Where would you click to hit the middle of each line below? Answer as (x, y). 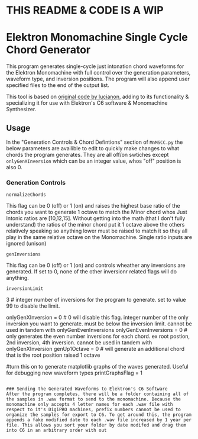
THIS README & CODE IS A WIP (85, 10)
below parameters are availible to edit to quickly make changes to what (92, 148)
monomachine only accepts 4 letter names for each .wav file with (90, 405)
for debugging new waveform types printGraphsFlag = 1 (74, 373)
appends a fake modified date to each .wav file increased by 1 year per (99, 420)
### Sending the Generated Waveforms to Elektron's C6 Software (87, 389)
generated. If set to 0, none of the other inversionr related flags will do (92, 272)
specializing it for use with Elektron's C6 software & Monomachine (87, 103)
